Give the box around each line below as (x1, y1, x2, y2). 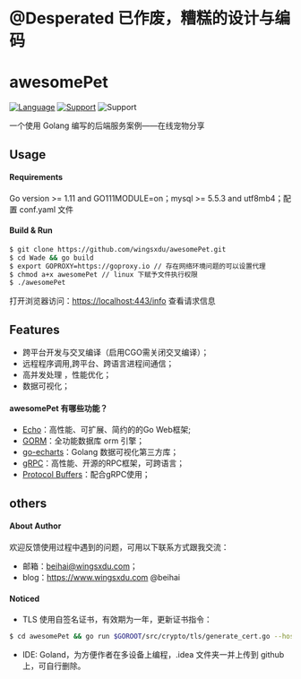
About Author (9, 520, 62, 531)
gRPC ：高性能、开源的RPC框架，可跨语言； (21, 458, 185, 468)
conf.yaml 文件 (19, 203, 74, 215)
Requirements (9, 172, 64, 183)
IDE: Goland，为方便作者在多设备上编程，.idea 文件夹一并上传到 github (21, 649, 285, 659)
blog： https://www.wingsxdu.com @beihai (21, 572, 181, 582)
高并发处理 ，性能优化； (21, 369, 112, 381)
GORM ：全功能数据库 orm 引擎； (21, 435, 145, 446)
